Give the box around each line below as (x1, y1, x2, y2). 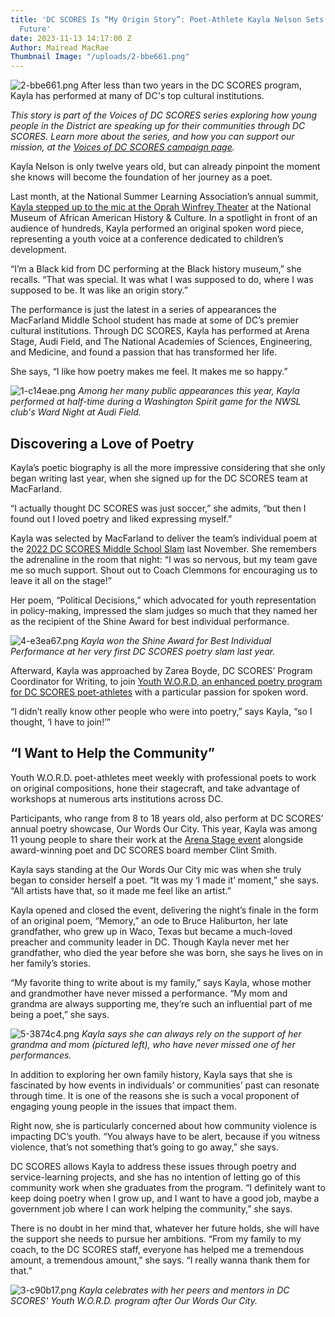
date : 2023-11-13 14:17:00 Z (10, 33, 132, 43)
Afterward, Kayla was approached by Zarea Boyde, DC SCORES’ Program (10, 664, 313, 676)
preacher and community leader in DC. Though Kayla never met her (10, 936, 290, 948)
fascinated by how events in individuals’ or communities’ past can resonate (10, 1079, 320, 1091)
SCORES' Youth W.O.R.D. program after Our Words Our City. (10, 1294, 258, 1306)
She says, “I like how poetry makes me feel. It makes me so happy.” (10, 366, 288, 378)
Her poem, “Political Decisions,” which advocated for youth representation (10, 594, 317, 606)
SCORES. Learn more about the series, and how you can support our (10, 131, 295, 143)
